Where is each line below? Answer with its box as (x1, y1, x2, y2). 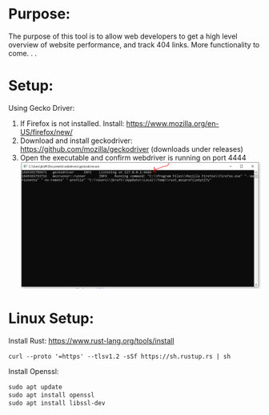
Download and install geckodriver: (19, 136, 133, 145)
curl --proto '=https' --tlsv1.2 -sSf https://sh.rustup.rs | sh (8, 352, 231, 360)
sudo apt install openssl (8, 391, 94, 399)
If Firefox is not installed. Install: (19, 118, 125, 128)
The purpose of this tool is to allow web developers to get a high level (8, 31, 238, 41)
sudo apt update (8, 383, 62, 391)
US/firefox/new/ (19, 127, 74, 136)
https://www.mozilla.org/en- (126, 118, 219, 128)
